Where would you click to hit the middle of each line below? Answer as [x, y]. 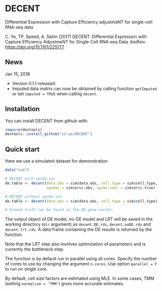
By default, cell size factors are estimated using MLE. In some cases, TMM [80, 278]
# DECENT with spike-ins [30, 179]
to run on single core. [26, 269]
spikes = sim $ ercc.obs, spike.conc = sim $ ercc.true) [101, 188]
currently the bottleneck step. [35, 249]
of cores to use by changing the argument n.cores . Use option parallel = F [81, 264]
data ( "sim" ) [17, 170]
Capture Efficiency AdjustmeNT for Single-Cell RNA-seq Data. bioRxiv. [76, 41]
